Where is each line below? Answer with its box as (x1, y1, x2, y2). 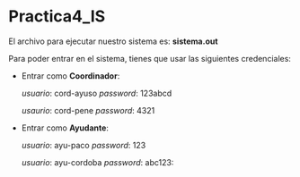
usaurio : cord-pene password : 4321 (21, 105, 155, 115)
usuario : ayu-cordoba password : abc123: (21, 156, 174, 167)
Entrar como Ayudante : (21, 122, 110, 133)
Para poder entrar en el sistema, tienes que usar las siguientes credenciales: (8, 53, 291, 63)
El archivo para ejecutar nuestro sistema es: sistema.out (8, 36, 218, 46)
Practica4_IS (8, 6, 106, 27)
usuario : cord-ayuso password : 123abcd (21, 88, 172, 98)
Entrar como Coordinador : (21, 70, 120, 81)
